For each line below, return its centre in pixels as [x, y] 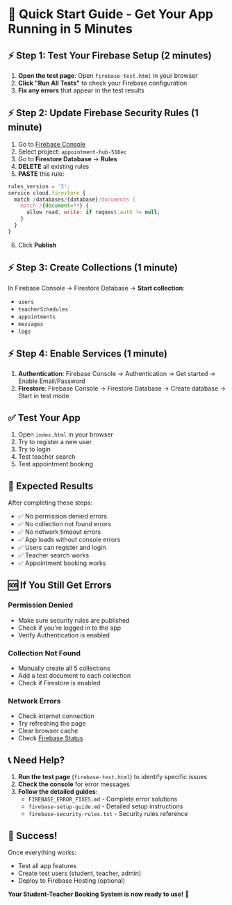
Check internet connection [56, 716]
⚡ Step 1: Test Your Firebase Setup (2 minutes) [110, 55]
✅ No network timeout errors [59, 532]
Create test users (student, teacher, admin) [80, 873]
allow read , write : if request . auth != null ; [93, 212]
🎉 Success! [33, 836]
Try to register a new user [55, 442]
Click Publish [37, 245]
